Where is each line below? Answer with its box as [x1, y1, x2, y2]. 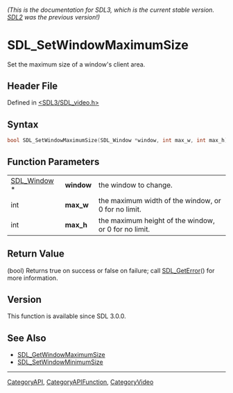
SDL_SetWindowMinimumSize [17, 358, 103, 367]
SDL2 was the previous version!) [7, 12, 101, 21]
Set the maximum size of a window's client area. [7, 60, 146, 69]
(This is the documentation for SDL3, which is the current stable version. [7, 6, 215, 14]
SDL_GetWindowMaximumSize [17, 351, 105, 359]
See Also [7, 332, 46, 344]
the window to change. [98, 180, 173, 190]
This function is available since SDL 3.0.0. [7, 312, 126, 320]
